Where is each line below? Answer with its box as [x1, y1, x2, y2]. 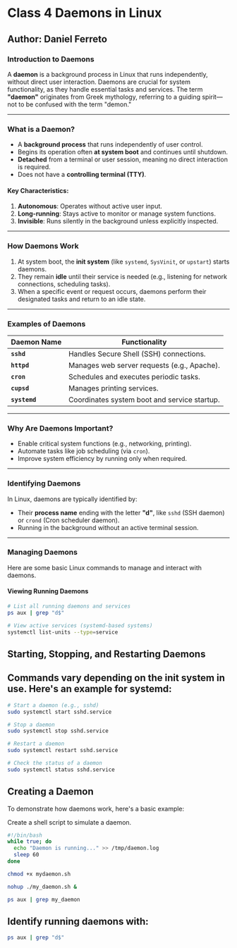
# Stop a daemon [7, 721, 55, 728]
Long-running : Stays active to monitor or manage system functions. [17, 209, 217, 218]
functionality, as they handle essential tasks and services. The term [7, 85, 203, 93]
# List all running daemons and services [7, 603, 131, 610]
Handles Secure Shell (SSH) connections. [68, 349, 206, 359]
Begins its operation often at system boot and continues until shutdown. [17, 148, 228, 156]
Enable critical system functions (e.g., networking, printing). [17, 439, 192, 448]
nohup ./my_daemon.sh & [7, 883, 78, 890]
